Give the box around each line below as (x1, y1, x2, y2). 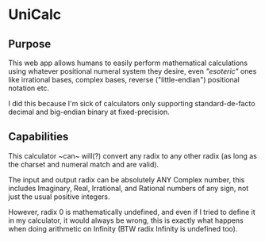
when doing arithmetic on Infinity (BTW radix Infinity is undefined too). (8, 224, 238, 233)
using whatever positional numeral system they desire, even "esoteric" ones (8, 67, 257, 76)
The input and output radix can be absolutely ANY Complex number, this (8, 174, 245, 184)
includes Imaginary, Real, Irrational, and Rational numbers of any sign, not (8, 183, 249, 193)
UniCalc (8, 6, 62, 24)
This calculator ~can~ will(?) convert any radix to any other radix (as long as (8, 151, 258, 160)
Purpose (8, 37, 52, 51)
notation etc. (8, 83, 50, 93)
